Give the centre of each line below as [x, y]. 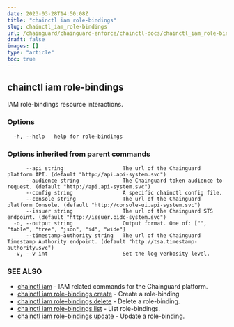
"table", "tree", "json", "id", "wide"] [67, 230]
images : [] [23, 46]
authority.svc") [31, 248]
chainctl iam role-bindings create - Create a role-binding [98, 294]
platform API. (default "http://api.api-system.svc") [87, 175]
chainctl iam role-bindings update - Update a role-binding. [101, 316]
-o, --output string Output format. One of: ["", [110, 224]
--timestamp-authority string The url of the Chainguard [113, 236]
